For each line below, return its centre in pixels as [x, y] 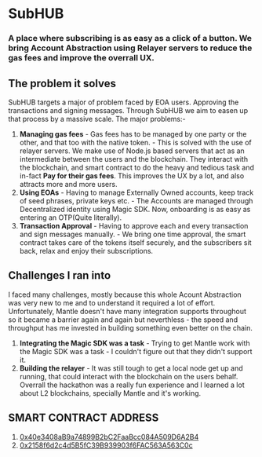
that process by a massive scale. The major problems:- [97, 119]
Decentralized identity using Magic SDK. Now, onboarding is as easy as [135, 209]
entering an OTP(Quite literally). [71, 218]
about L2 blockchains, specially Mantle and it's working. [110, 393]
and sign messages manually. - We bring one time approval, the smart [133, 234]
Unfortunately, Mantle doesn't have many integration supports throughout [127, 311]
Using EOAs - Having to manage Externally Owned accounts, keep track [136, 192]
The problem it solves [62, 83]
